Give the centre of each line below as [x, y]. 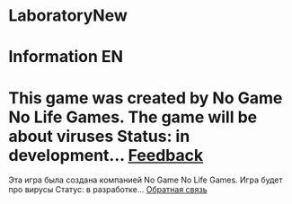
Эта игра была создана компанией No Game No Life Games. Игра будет [146, 180]
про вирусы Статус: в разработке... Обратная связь [108, 190]
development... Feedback [106, 155]
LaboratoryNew [68, 16]
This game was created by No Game [146, 98]
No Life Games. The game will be [133, 117]
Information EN [66, 57]
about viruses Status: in [99, 136]
